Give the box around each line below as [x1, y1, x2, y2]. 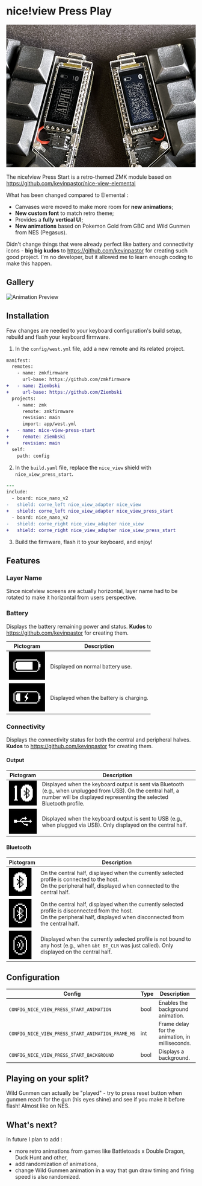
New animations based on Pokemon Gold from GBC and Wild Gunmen [14, 222, 191, 229]
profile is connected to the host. [40, 876, 119, 883]
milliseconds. [158, 1039, 191, 1047]
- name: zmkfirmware [17, 370, 69, 376]
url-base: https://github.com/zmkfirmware [22, 376, 130, 383]
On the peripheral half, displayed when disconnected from [40, 914, 185, 921]
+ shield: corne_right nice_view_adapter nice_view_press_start [6, 527, 176, 533]
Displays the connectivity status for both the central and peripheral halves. [6, 736, 191, 743]
